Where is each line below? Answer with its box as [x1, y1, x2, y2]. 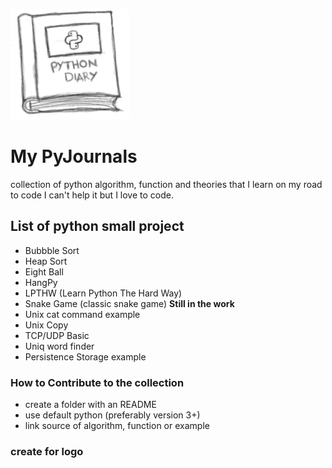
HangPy [24, 276, 58, 288]
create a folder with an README [24, 399, 157, 411]
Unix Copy [24, 319, 69, 331]
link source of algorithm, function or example [24, 420, 210, 432]
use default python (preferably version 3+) [24, 409, 201, 421]
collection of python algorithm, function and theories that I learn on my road [10, 178, 323, 190]
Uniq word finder [24, 340, 95, 352]
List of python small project [10, 218, 185, 235]
